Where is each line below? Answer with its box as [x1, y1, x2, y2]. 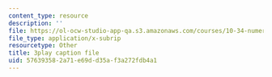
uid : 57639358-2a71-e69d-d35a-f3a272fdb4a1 [8, 57, 158, 65]
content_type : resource [8, 11, 89, 20]
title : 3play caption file [8, 49, 100, 57]
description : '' [8, 19, 63, 27]
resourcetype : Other [8, 42, 79, 50]
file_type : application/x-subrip [8, 34, 121, 43]
